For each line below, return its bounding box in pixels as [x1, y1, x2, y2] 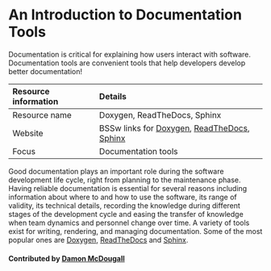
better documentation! [8, 66, 83, 76]
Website [12, 127, 44, 139]
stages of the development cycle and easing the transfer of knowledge [8, 209, 244, 219]
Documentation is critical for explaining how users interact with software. [8, 49, 252, 59]
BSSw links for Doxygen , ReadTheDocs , [99, 123, 250, 134]
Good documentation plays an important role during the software [8, 166, 224, 176]
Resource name [12, 109, 73, 120]
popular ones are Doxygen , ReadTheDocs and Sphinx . [8, 235, 189, 244]
